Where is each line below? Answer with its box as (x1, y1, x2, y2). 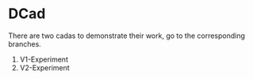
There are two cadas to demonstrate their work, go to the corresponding (8, 31, 246, 40)
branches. (8, 39, 41, 48)
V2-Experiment (19, 62, 70, 72)
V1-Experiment (19, 55, 69, 64)
